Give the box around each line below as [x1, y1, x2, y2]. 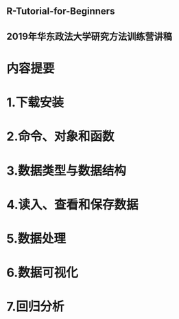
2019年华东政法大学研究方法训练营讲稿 [6, 30, 173, 42]
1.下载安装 [6, 95, 64, 111]
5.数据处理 [6, 230, 67, 246]
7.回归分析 [6, 299, 64, 315]
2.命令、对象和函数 [6, 129, 115, 144]
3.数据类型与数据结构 [6, 163, 126, 178]
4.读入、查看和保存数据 [6, 197, 139, 212]
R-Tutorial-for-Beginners [6, 5, 115, 17]
